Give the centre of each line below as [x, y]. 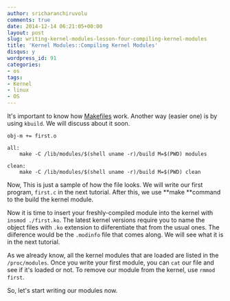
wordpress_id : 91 [32, 58]
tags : [15, 77]
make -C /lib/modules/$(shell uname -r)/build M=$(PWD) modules [113, 154]
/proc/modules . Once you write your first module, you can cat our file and [111, 263]
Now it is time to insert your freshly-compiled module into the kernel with [110, 213]
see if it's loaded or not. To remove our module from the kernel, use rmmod [111, 270]
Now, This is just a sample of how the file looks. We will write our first [105, 185]
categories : [24, 65]
